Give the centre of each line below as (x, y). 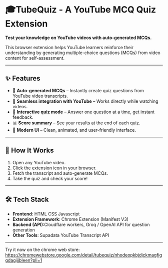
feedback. (23, 117)
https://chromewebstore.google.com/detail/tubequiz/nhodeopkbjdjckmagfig (84, 255)
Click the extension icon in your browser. (54, 168)
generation (23, 230)
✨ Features (23, 78)
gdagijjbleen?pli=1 (24, 260)
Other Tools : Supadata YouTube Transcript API (61, 235)
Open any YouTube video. (39, 162)
